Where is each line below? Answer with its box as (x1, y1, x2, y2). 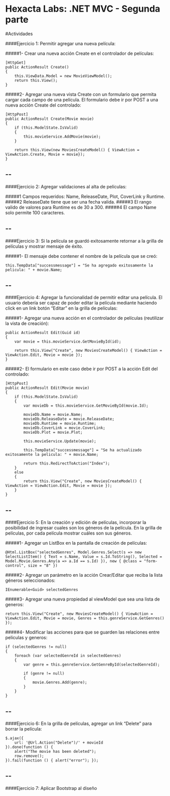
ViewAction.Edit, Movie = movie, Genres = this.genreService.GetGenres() (5, 616, 165, 621)
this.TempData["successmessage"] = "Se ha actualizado (23, 448, 142, 453)
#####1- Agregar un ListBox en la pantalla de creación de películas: (5, 540, 147, 546)
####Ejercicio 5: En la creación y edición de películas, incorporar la (5, 519, 146, 525)
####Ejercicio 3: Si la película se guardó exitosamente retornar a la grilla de (5, 238, 163, 244)
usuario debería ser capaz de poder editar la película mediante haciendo (5, 300, 157, 306)
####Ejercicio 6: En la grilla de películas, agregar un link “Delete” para (5, 720, 152, 726)
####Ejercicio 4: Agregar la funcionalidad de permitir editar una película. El (5, 294, 162, 301)
